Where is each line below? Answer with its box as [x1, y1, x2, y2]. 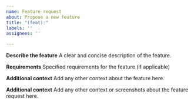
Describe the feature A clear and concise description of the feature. [6, 52, 172, 59]
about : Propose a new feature [6, 14, 81, 20]
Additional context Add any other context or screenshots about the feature [6, 86, 189, 93]
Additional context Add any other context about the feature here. [6, 75, 165, 82]
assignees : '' [6, 31, 41, 37]
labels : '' [6, 25, 33, 31]
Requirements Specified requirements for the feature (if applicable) [6, 63, 170, 71]
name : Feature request [6, 8, 62, 15]
